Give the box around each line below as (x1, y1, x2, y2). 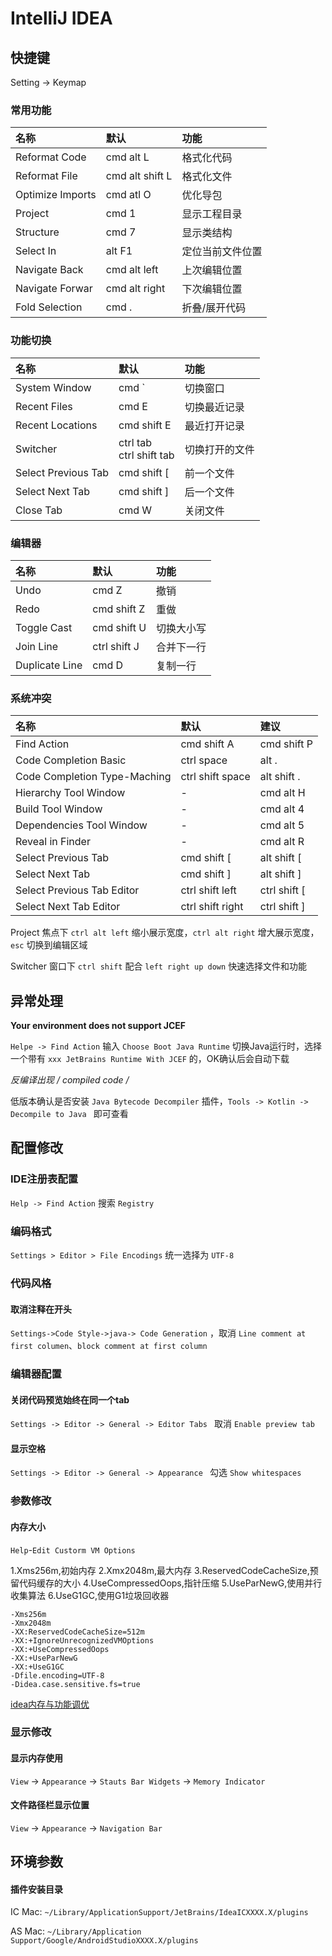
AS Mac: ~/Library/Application (10, 1925, 142, 1937)
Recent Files (15, 399, 73, 413)
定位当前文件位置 (181, 245, 263, 259)
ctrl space (180, 753, 228, 767)
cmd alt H (259, 786, 306, 800)
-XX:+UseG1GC (10, 1662, 65, 1672)
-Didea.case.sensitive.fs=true (10, 1679, 141, 1689)
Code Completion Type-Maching (15, 770, 172, 784)
